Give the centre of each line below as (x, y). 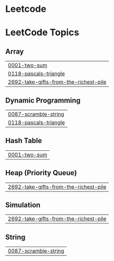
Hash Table (24, 141)
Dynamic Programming (43, 100)
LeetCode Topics (42, 33)
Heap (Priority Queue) (41, 173)
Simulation (23, 205)
